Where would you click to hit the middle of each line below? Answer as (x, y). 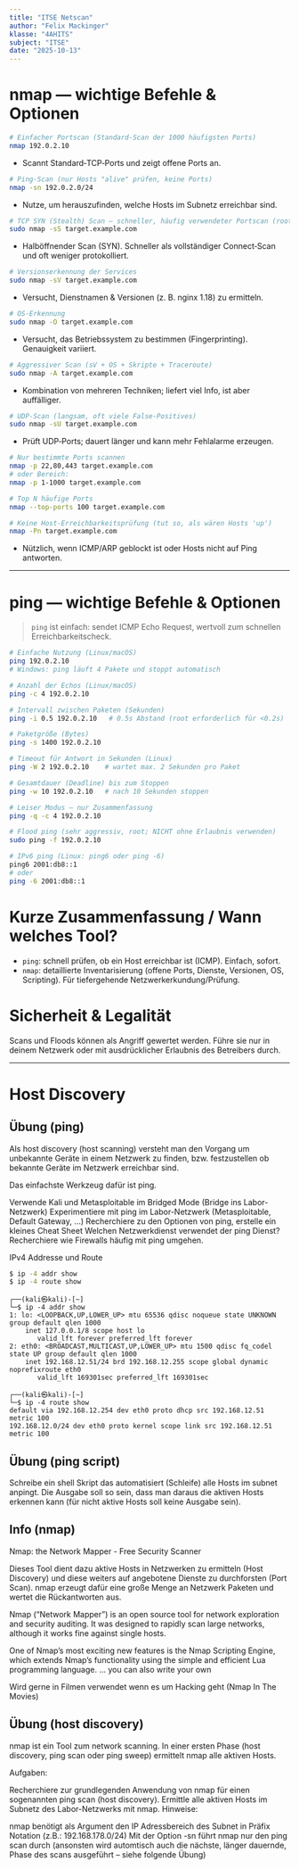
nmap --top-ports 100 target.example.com (87, 507)
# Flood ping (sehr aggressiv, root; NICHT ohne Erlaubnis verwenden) (143, 832)
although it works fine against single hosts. (88, 1633)
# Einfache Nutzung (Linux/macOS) (73, 653)
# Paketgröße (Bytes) (49, 734)
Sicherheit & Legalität (90, 1016)
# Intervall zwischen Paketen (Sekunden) (87, 710)
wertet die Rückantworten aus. (65, 1597)
